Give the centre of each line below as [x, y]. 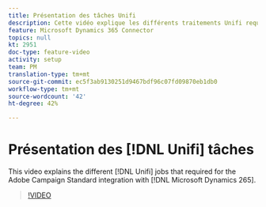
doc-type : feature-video [49, 52]
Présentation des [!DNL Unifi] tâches [131, 150]
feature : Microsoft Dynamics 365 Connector [81, 30]
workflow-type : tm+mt [44, 89]
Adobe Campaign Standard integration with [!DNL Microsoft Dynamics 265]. [132, 180]
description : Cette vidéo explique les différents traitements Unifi [125, 23]
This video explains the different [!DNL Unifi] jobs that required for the [122, 171]
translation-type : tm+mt [49, 74]
